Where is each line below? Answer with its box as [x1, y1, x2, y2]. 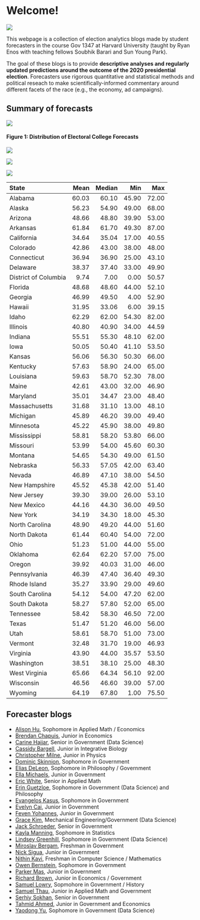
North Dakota [9, 530, 47, 539]
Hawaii [9, 303, 29, 311]
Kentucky [9, 362, 36, 370]
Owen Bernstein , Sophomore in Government [15, 861, 126, 868]
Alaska [9, 203, 29, 212]
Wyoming [9, 689, 37, 697]
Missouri [9, 441, 35, 449]
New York [9, 510, 38, 519]
